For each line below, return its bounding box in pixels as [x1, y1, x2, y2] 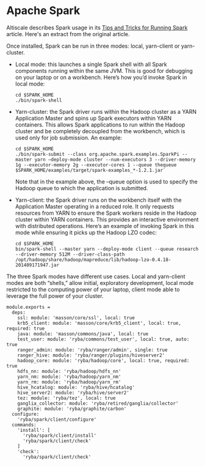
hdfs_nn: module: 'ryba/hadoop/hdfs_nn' [17, 368, 121, 374]
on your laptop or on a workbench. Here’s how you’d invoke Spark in [15, 73, 187, 81]
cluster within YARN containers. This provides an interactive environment [15, 215, 199, 223]
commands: [12, 421, 37, 428]
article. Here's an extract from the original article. [6, 30, 130, 37]
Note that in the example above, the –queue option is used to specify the [15, 178, 198, 185]
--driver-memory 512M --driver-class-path [15, 251, 125, 257]
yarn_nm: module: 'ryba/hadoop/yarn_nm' [17, 374, 121, 380]
